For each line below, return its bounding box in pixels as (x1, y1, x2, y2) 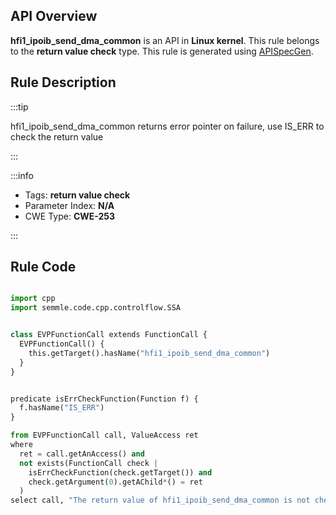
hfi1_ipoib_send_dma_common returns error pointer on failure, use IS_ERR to (10, 120, 325, 132)
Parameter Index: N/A (24, 199, 115, 211)
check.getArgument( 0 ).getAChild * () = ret (28, 477, 203, 487)
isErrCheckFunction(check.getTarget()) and (28, 467, 213, 478)
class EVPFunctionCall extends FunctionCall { (10, 330, 208, 340)
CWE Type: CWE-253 (24, 210, 116, 222)
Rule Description (10, 74, 117, 91)
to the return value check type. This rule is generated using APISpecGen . (10, 45, 314, 57)
